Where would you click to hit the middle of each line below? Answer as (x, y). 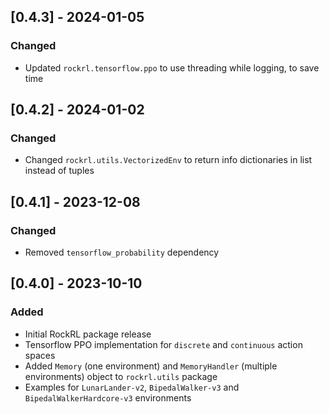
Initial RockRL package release (88, 334)
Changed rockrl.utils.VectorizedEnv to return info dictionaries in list (168, 160)
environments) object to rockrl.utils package (121, 376)
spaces (40, 355)
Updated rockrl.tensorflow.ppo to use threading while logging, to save (172, 67)
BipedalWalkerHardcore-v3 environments (108, 397)
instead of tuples (59, 171)
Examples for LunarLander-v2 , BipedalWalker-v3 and (132, 387)
